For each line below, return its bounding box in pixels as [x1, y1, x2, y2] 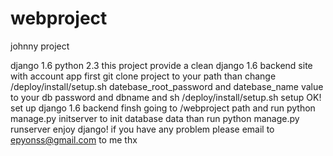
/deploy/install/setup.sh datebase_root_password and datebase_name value [10, 80, 324, 92]
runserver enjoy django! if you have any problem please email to [10, 123, 275, 135]
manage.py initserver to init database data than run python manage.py [10, 112, 300, 124]
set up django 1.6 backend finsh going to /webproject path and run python [10, 102, 316, 114]
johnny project [10, 40, 70, 52]
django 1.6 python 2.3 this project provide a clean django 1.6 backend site [10, 59, 313, 71]
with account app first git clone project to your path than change [10, 70, 277, 82]
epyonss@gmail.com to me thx [10, 133, 138, 146]
